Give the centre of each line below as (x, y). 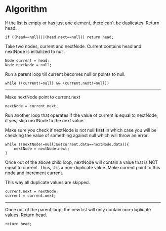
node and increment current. (34, 173)
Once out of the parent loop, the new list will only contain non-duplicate (78, 209)
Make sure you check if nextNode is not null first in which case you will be (81, 130)
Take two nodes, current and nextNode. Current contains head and (73, 46)
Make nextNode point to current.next (43, 97)
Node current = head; (27, 60)
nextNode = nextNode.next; (42, 149)
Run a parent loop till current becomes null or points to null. (65, 74)
